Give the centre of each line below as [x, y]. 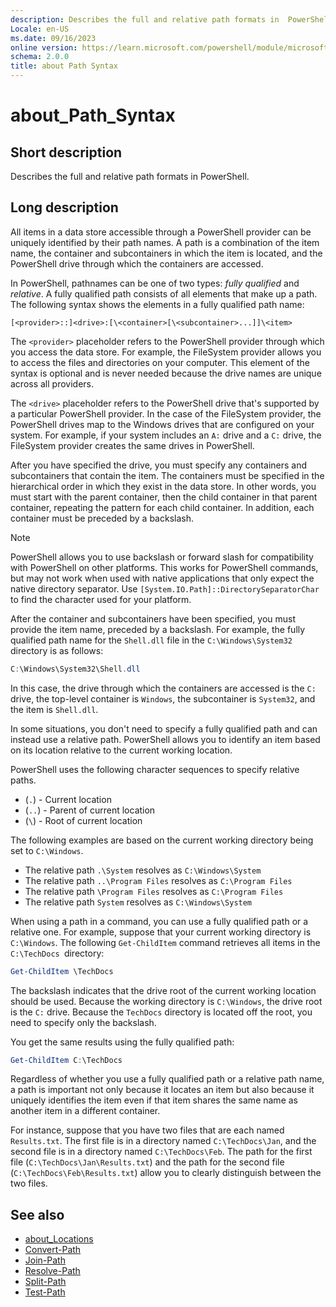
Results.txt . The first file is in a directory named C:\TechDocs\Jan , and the [163, 1141]
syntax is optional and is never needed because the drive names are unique [166, 373]
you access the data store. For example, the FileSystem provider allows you [166, 352]
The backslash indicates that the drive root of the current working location [163, 990]
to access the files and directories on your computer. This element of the [160, 362]
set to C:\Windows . [47, 850]
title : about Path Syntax [64, 66]
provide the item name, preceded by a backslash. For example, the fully [158, 629]
